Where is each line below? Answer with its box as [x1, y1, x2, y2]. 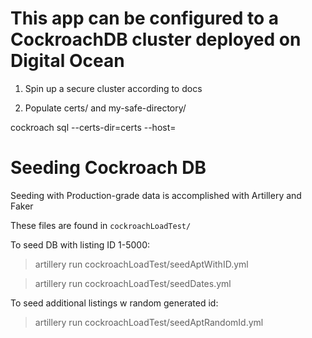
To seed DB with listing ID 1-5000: [10, 238, 151, 251]
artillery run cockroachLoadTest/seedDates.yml [34, 277, 232, 289]
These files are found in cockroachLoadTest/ [10, 219, 192, 231]
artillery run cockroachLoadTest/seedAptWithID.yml [34, 258, 249, 270]
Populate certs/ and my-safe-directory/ [24, 102, 187, 114]
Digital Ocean [10, 50, 125, 72]
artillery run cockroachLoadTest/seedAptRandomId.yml [34, 316, 264, 328]
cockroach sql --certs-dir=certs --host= [10, 121, 177, 133]
